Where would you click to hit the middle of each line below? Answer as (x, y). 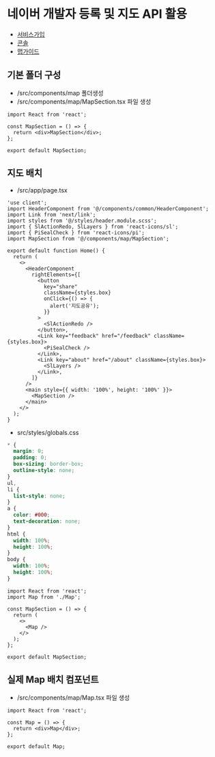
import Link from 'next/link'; (52, 214)
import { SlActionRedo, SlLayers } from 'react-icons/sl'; (93, 227)
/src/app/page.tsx (42, 190)
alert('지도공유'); (75, 306)
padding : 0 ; (30, 458)
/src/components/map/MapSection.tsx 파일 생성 (84, 101)
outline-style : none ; (44, 471)
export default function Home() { (56, 251)
